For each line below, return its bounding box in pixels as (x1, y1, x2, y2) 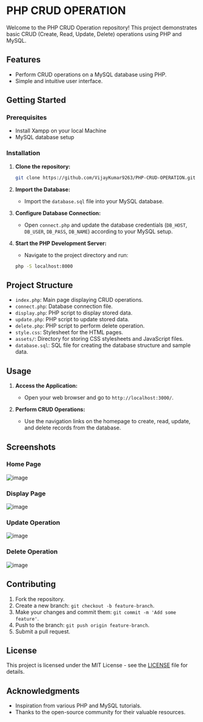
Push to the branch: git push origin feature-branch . (15, 621, 150, 629)
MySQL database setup (15, 134, 74, 141)
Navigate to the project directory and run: (24, 251, 129, 258)
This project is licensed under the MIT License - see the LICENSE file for (6, 662, 188, 669)
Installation (6, 149, 41, 158)
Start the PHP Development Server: (15, 239, 107, 247)
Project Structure (6, 280, 73, 290)
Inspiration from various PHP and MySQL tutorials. (15, 702, 142, 709)
